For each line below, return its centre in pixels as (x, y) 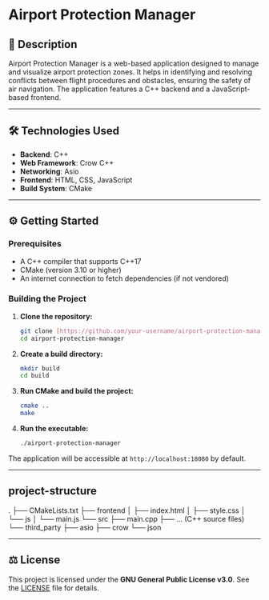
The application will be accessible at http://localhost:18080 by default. (127, 458)
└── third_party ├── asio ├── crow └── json (85, 527)
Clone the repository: (56, 316)
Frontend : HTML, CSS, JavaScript (76, 180)
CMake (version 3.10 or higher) (70, 270)
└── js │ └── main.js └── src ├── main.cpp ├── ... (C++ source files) (126, 518)
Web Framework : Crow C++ (67, 162)
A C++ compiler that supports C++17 (80, 261)
